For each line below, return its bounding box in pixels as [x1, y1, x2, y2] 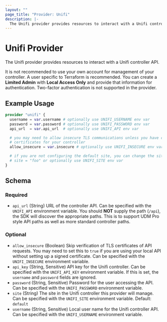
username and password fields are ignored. [12, 274, 97, 280]
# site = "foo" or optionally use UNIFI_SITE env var [9, 158, 123, 163]
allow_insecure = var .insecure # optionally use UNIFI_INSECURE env [9, 145, 155, 150]
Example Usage [5, 99, 55, 108]
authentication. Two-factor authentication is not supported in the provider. [5, 85, 157, 91]
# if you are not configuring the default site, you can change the [9, 154, 155, 159]
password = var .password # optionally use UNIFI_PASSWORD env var [9, 122, 150, 127]
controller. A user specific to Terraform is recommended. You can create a [5, 74, 158, 80]
